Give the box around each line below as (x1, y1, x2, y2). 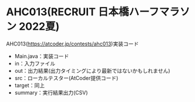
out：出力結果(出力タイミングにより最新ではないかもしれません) (14, 67, 170, 74)
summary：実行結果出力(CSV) (14, 89, 88, 96)
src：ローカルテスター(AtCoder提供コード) (14, 74, 119, 82)
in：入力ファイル (14, 59, 56, 67)
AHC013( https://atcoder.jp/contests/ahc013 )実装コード (6, 40, 139, 47)
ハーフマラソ (129, 5, 190, 19)
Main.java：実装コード (14, 52, 69, 59)
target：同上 (14, 82, 45, 89)
